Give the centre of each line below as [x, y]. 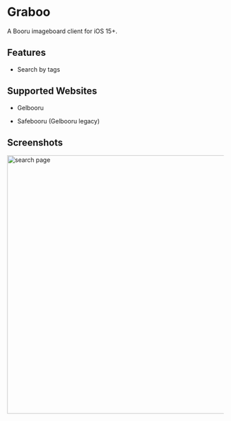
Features [26, 53]
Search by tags [38, 69]
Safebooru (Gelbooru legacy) [58, 121]
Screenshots [35, 142]
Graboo [29, 12]
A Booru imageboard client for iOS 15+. [63, 31]
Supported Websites [52, 91]
